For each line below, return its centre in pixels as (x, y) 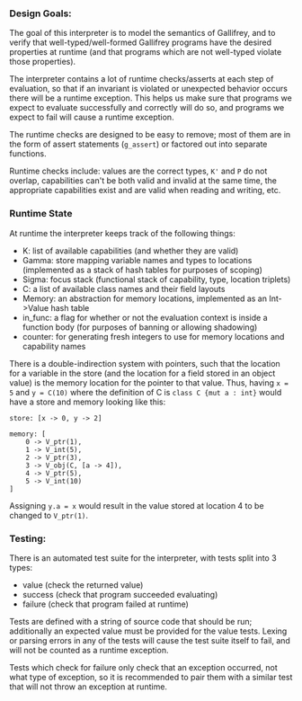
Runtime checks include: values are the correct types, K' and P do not (138, 171)
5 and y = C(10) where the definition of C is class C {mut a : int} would (146, 392)
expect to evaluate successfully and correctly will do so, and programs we (147, 108)
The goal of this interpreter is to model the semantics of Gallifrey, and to (142, 33)
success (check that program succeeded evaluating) (120, 594)
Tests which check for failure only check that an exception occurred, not (143, 667)
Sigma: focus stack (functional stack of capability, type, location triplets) (156, 279)
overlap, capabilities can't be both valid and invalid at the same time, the (143, 181)
